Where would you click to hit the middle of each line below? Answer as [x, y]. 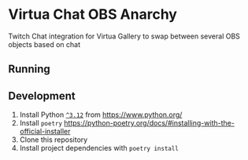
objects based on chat [44, 44]
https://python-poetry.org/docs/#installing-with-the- [149, 123]
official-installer [45, 132]
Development [42, 96]
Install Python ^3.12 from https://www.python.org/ [101, 115]
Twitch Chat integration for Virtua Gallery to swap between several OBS [124, 36]
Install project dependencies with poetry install [99, 148]
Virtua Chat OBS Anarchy [93, 15]
